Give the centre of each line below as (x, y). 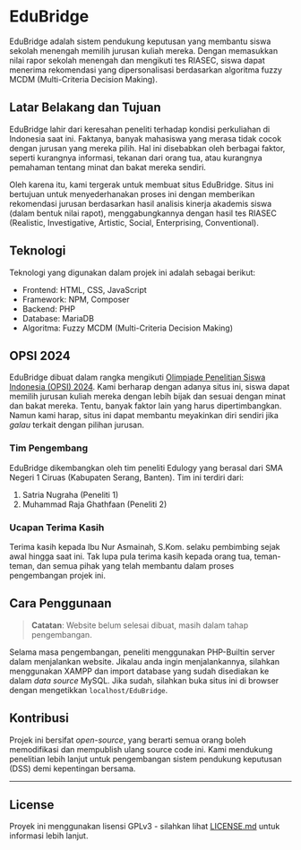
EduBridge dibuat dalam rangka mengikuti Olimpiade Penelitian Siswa (138, 377)
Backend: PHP (49, 309)
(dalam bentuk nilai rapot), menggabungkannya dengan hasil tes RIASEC (143, 213)
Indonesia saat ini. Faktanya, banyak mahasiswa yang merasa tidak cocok (146, 138)
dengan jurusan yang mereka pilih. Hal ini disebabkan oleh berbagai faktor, (147, 148)
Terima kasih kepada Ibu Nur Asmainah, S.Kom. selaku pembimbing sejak (145, 546)
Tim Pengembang (49, 448)
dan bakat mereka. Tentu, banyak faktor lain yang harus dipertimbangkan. (146, 406)
